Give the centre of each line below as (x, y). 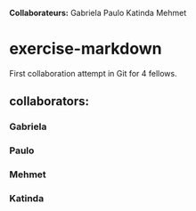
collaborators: (49, 101)
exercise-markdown (86, 49)
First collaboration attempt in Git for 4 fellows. (93, 73)
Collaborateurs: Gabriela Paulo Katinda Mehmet (98, 13)
